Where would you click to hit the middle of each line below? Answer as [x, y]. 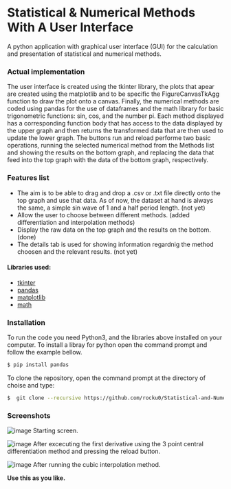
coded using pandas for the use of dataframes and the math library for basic [115, 109]
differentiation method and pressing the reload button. [84, 451]
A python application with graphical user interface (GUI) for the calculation [113, 46]
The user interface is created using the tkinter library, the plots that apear [111, 87]
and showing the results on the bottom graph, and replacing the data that [111, 152]
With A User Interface [70, 27]
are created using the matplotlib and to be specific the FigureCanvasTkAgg [113, 94]
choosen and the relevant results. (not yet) [77, 251]
